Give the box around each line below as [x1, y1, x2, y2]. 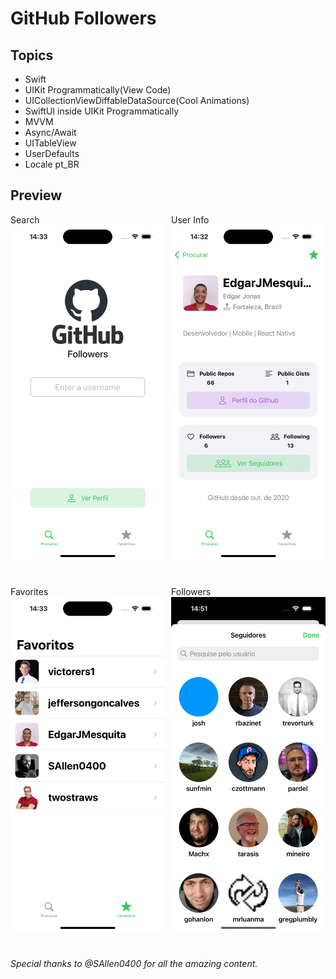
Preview [10, 187, 63, 204]
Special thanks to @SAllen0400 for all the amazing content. [10, 957, 258, 969]
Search [10, 213, 40, 226]
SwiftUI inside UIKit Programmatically [24, 105, 180, 117]
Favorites [10, 585, 49, 597]
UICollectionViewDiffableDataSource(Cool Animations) [24, 95, 250, 106]
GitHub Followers [10, 7, 157, 30]
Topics [10, 47, 54, 64]
